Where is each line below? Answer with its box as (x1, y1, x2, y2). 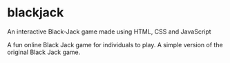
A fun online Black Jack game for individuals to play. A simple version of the (7, 40, 223, 49)
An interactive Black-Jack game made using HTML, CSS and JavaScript (7, 27, 212, 36)
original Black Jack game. (7, 48, 81, 56)
